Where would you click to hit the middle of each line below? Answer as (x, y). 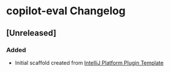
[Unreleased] (31, 33)
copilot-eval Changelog (66, 11)
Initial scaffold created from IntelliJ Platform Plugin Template (89, 62)
